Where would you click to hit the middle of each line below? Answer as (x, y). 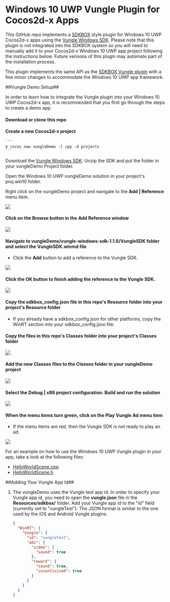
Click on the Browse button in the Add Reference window (67, 218)
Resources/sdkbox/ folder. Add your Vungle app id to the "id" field (83, 503)
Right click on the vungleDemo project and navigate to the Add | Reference (85, 191)
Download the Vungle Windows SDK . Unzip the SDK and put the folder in (82, 160)
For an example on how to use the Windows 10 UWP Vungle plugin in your (83, 451)
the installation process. (30, 61)
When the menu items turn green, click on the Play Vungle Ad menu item (84, 415)
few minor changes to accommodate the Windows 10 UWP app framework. (84, 77)
